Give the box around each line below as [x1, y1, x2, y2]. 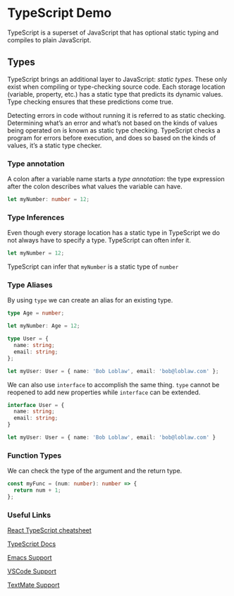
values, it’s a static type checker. [7, 141, 102, 150]
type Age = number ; [7, 310, 65, 317]
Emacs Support [7, 554, 52, 562]
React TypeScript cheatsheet [7, 526, 92, 535]
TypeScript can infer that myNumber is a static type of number [7, 262, 179, 271]
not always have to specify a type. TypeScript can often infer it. [7, 236, 192, 245]
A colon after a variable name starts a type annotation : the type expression [7, 175, 226, 183]
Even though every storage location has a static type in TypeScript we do [7, 229, 221, 237]
